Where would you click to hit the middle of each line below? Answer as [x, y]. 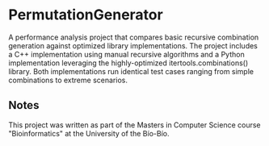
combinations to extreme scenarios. [68, 80]
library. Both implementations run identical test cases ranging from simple [131, 71]
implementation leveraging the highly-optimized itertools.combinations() [128, 63]
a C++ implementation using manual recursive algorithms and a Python [126, 54]
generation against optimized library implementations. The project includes [133, 45]
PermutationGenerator [86, 15]
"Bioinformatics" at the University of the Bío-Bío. [89, 133]
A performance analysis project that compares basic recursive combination [134, 37]
